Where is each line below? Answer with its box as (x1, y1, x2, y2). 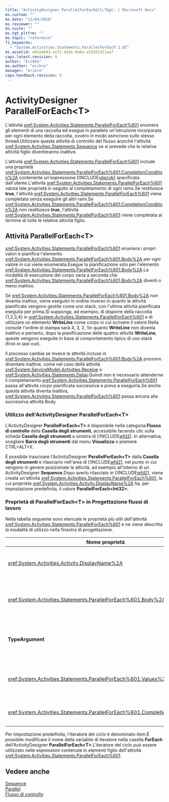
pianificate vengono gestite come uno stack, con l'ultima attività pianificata (5, 303, 160, 309)
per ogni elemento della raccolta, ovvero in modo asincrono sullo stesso (5, 132, 154, 138)
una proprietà (5, 164, 34, 170)
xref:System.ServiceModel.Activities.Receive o (5, 366, 102, 373)
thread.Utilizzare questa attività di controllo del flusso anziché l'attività (5, 138, 151, 144)
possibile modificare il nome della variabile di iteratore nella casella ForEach (5, 737, 162, 743)
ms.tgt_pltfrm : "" (5, 31, 44, 36)
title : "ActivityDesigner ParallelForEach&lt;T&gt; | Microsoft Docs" (5, 7, 156, 13)
